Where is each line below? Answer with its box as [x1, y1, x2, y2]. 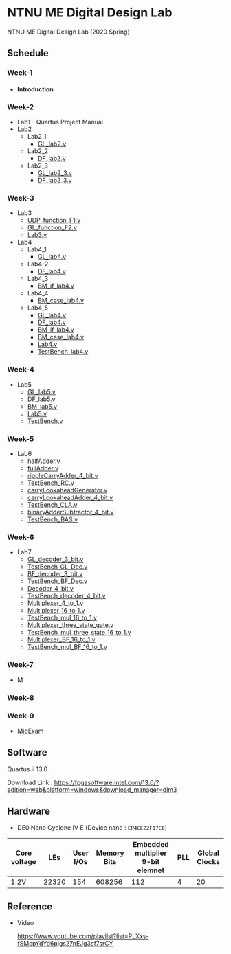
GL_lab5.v [27, 387, 56, 396]
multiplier [135, 848, 167, 858]
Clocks [197, 857, 220, 867]
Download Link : [7, 778, 53, 786]
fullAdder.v [27, 464, 59, 473]
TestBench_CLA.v [27, 501, 78, 509]
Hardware [7, 806, 50, 817]
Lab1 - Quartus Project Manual [16, 118, 103, 126]
